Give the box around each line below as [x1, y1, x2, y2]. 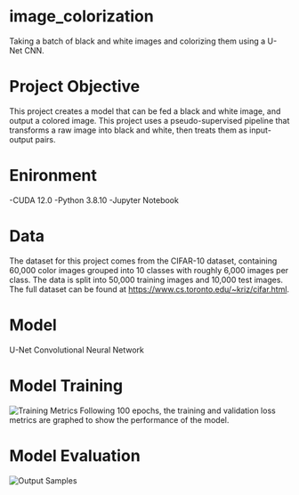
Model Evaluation [9, 445, 141, 466]
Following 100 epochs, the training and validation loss [79, 405, 276, 416]
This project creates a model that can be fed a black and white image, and [9, 105, 281, 117]
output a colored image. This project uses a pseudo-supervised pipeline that [9, 115, 290, 126]
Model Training [9, 376, 123, 395]
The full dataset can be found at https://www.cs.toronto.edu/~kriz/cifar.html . [9, 283, 290, 295]
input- [248, 125, 271, 135]
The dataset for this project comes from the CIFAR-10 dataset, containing [9, 256, 278, 266]
